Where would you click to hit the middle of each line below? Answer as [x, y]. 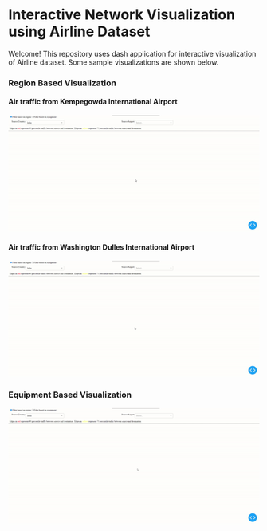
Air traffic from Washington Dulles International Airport [102, 247]
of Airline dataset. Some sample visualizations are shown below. [114, 62]
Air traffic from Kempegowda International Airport [93, 102]
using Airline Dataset [79, 31]
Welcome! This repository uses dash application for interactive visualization [132, 53]
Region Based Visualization [63, 83]
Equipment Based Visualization [70, 395]
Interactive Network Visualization [122, 15]
